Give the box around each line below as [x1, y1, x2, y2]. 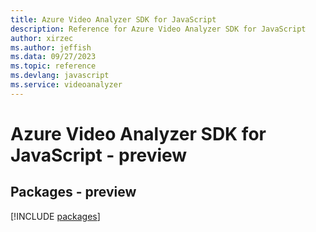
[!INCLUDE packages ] [10, 210, 101, 222]
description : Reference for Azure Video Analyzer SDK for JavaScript [10, 24, 307, 34]
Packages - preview [10, 184, 137, 201]
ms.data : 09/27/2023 [10, 52, 97, 62]
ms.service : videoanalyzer [10, 80, 123, 90]
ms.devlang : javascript [10, 71, 110, 81]
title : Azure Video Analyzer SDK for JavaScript [10, 14, 217, 25]
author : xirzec [10, 33, 74, 43]
